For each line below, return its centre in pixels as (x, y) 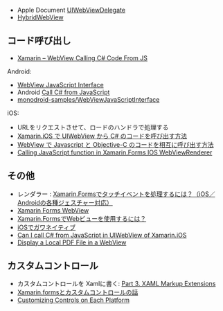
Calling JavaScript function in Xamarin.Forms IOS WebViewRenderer (115, 152)
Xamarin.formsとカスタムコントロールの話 (78, 292)
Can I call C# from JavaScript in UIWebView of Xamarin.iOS (102, 235)
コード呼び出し (39, 41)
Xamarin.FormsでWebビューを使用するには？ (82, 218)
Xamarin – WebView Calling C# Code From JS (82, 57)
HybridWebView (40, 17)
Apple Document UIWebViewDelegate (71, 10)
